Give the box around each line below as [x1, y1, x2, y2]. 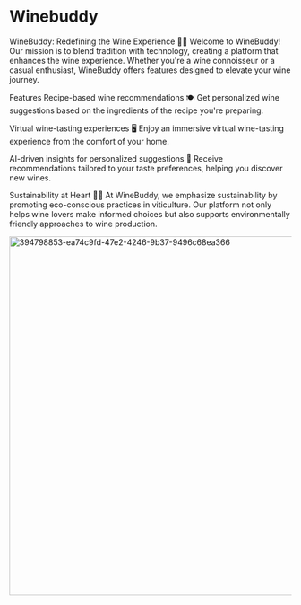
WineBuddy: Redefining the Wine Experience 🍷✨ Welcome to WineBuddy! [9, 36, 281, 47]
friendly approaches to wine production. [9, 218, 158, 229]
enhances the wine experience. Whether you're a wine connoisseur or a [9, 55, 275, 66]
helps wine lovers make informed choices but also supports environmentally [9, 208, 291, 219]
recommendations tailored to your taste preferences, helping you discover [9, 162, 284, 173]
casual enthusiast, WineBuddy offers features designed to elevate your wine [9, 65, 291, 75]
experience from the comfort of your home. [9, 136, 170, 146]
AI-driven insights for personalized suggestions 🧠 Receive [9, 153, 224, 163]
